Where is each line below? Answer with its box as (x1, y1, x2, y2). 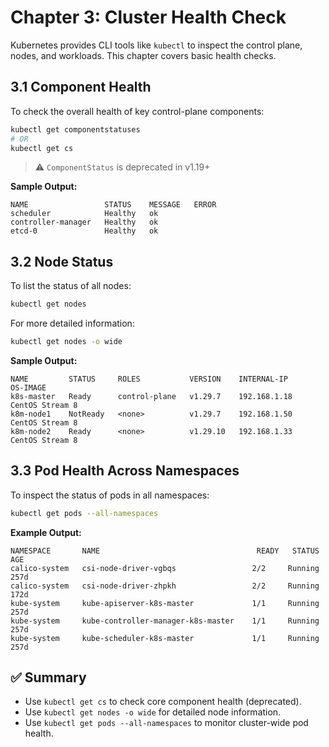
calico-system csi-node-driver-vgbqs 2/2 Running (10, 563, 320, 573)
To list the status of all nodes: (10, 280, 132, 292)
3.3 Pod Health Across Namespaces (10, 462, 240, 480)
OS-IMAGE (10, 382, 47, 393)
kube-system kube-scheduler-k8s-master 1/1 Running (10, 633, 320, 643)
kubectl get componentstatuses (10, 124, 141, 135)
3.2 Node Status (10, 253, 114, 270)
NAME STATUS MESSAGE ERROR (10, 200, 217, 210)
